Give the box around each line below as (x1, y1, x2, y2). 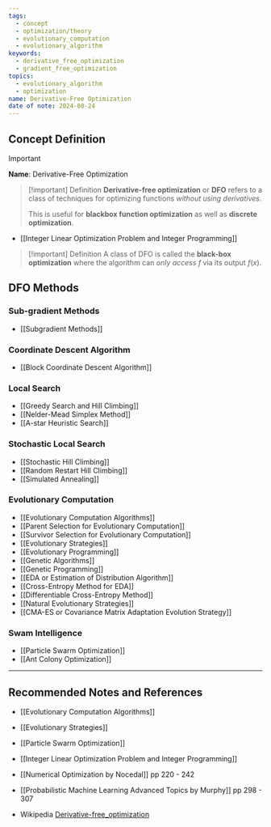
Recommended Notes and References (8, 685, 203, 699)
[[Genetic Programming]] (19, 564, 104, 574)
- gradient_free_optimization (15, 65, 117, 73)
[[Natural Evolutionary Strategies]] (19, 598, 135, 608)
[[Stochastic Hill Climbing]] (19, 456, 110, 466)
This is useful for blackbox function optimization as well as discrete (27, 209, 258, 218)
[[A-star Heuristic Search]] (19, 418, 109, 428)
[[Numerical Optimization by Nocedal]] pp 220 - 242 (19, 770, 195, 779)
